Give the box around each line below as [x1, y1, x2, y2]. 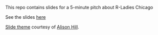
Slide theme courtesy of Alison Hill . [5, 24, 79, 30]
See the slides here [5, 14, 46, 20]
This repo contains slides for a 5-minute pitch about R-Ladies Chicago [5, 5, 153, 10]
